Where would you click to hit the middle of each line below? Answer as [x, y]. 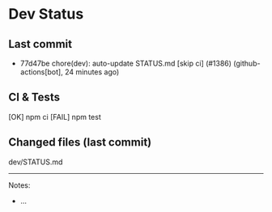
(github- [247, 63]
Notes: [19, 185]
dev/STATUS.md [36, 162]
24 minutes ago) [92, 72]
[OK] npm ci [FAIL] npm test [55, 117]
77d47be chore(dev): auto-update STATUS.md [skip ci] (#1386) [126, 63]
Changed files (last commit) [80, 142]
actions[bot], [41, 72]
